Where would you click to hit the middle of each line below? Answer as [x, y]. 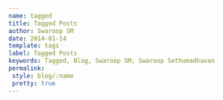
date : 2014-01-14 [38, 38]
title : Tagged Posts [43, 23]
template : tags [34, 46]
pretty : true [34, 83]
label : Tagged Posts [43, 53]
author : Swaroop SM [41, 31]
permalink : [27, 69]
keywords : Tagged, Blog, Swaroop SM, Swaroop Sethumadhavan [112, 61]
